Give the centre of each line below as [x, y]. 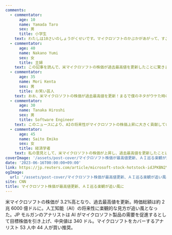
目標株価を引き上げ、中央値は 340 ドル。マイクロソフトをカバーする [82, 221]
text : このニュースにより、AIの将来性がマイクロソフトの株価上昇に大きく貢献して [90, 124]
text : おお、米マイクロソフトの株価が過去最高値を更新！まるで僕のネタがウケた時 [90, 96]
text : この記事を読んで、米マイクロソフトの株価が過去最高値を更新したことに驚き [90, 67]
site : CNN [16, 182]
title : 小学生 [33, 34]
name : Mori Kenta [37, 82]
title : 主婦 [31, 63]
